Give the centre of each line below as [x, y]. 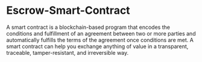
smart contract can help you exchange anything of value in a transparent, [97, 46]
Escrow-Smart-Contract [68, 11]
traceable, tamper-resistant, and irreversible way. [68, 52]
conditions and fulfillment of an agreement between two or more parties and [101, 33]
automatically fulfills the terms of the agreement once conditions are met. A [100, 40]
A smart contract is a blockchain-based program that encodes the [88, 27]
